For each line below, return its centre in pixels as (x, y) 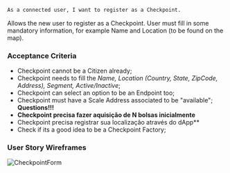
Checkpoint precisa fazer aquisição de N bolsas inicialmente (106, 115)
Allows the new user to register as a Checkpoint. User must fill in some (108, 23)
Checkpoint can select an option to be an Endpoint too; (96, 93)
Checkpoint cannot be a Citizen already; (74, 71)
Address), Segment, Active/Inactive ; (69, 86)
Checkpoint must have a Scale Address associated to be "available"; (115, 100)
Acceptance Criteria (42, 55)
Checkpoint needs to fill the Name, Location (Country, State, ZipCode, (117, 78)
